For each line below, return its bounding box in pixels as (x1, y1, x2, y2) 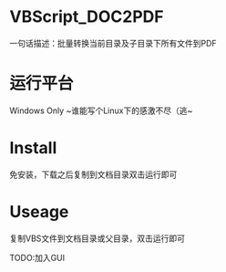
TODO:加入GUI (9, 252, 66, 263)
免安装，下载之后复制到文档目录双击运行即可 (9, 169, 178, 180)
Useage (9, 202, 69, 222)
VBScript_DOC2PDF (9, 6, 164, 27)
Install (9, 138, 57, 159)
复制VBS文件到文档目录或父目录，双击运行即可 (9, 233, 185, 244)
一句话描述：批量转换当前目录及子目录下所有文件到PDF (9, 37, 217, 48)
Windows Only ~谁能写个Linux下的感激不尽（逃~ (9, 105, 193, 116)
